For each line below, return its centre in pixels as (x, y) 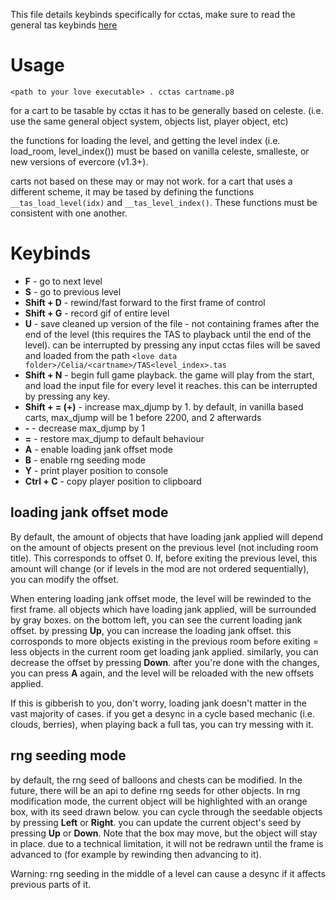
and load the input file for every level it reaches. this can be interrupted (171, 385)
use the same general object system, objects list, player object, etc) (149, 121)
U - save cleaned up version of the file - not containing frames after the (172, 323)
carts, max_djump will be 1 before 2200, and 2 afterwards (143, 417)
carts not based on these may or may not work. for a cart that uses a (151, 181)
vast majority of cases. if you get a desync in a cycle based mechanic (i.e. (163, 713)
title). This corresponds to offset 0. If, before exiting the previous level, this (164, 558)
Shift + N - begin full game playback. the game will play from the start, (169, 375)
